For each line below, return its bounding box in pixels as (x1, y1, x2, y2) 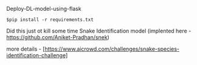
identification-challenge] (6, 52, 68, 59)
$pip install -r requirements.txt (6, 17, 94, 23)
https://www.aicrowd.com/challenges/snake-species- (44, 45, 180, 52)
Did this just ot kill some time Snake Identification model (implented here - (6, 27, 192, 34)
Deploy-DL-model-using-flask (6, 5, 81, 12)
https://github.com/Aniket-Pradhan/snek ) (6, 34, 109, 41)
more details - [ (6, 45, 45, 52)
